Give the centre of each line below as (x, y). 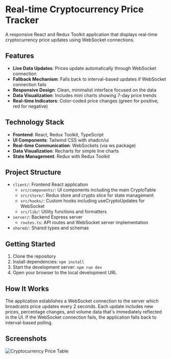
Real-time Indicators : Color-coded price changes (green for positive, (86, 101)
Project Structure (33, 172)
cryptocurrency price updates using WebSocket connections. (70, 40)
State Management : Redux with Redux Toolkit (61, 156)
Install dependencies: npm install (48, 262)
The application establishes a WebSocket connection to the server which (82, 301)
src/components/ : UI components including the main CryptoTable (88, 190)
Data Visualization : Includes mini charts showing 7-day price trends (84, 95)
